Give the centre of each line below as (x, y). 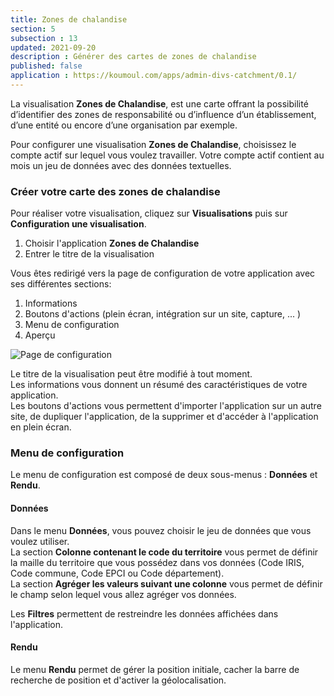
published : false (46, 66)
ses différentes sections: (61, 284)
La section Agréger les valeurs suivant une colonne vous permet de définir (166, 583)
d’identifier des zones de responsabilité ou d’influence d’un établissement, (163, 114)
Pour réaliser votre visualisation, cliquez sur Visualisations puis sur (149, 213)
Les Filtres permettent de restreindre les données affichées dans (144, 613)
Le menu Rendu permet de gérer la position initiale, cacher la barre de (155, 669)
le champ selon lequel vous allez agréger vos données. (123, 594)
